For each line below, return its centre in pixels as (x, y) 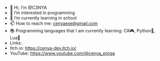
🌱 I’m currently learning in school (43, 18)
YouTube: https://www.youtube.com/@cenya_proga (62, 53)
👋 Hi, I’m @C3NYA (28, 8)
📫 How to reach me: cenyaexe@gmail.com (54, 23)
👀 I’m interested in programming (42, 13)
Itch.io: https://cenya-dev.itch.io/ (43, 48)
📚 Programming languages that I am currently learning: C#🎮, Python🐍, (82, 31)
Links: (16, 43)
